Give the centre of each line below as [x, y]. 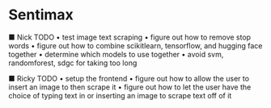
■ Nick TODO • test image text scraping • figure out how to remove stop [130, 37]
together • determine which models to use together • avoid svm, [116, 54]
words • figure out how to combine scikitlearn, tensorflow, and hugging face [135, 45]
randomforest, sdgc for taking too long [73, 63]
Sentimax [41, 15]
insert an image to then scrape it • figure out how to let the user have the [130, 87]
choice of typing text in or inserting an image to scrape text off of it [120, 95]
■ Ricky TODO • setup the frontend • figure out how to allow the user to [129, 78]
